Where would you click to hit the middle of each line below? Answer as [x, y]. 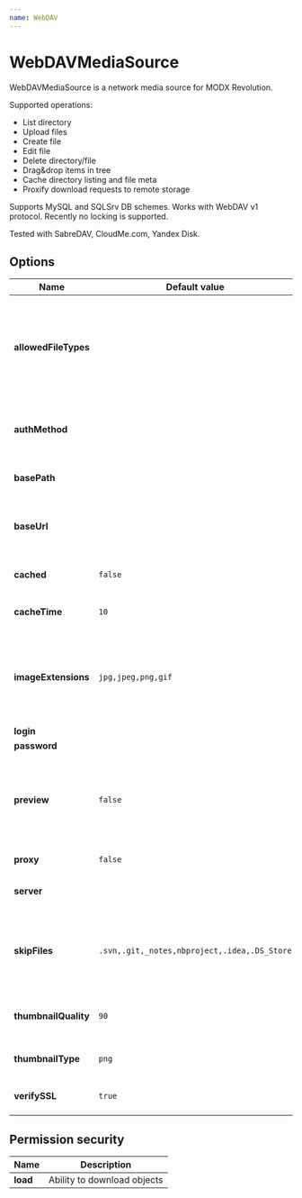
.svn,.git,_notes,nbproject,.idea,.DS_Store [195, 951]
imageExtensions [52, 677]
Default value [195, 287]
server [28, 891]
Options [32, 262]
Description [106, 1165]
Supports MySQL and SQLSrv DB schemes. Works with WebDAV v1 [134, 206]
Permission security [67, 1139]
